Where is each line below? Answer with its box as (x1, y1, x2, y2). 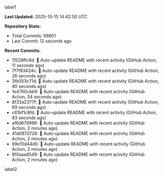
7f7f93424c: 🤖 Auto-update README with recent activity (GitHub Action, (11, 68, 159, 73)
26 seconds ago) (11, 73, 46, 78)
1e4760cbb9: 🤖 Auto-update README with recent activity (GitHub (11, 89, 145, 94)
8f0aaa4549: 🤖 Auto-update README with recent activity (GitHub (11, 151, 145, 157)
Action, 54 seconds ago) (11, 94, 62, 100)
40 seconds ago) (11, 83, 47, 89)
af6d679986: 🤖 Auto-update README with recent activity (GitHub (11, 120, 145, 126)
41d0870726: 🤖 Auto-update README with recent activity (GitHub (11, 131, 145, 136)
